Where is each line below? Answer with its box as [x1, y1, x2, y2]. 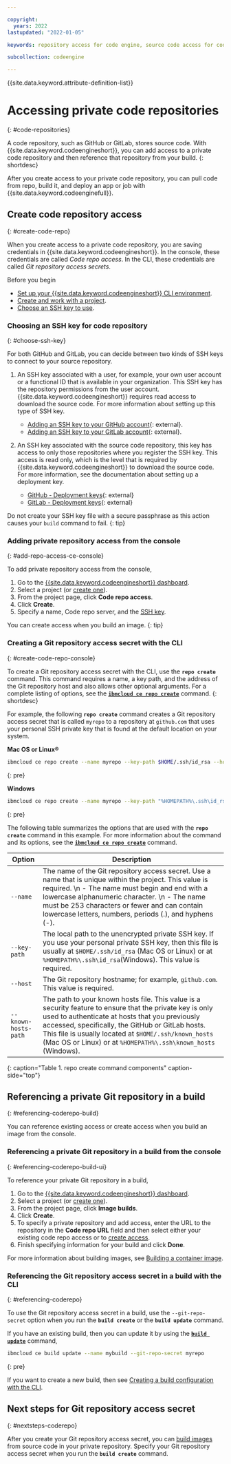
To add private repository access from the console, [7, 565, 153, 574]
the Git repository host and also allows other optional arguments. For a [7, 682, 207, 690]
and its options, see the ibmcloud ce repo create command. [7, 838, 177, 846]
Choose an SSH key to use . [16, 304, 95, 312]
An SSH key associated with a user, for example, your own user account [16, 370, 221, 379]
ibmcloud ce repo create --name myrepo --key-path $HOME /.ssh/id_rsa [7, 758, 211, 765]
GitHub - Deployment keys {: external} [27, 491, 134, 499]
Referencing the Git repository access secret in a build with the [7, 1271, 222, 1281]
